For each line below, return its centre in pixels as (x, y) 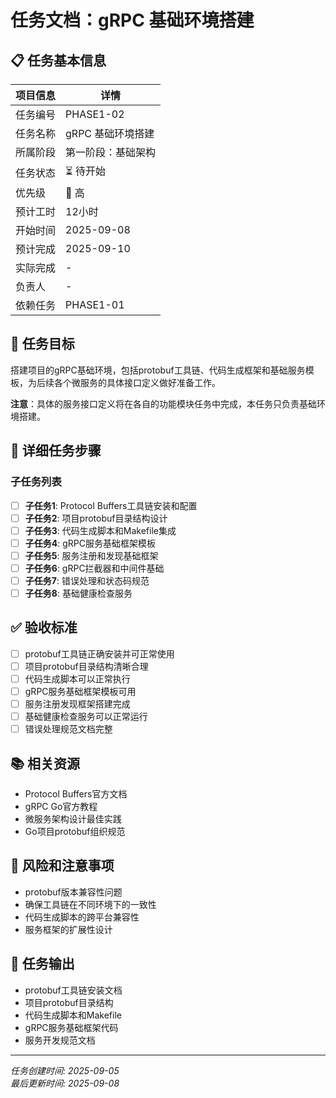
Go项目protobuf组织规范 (75, 832)
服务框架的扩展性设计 (68, 929)
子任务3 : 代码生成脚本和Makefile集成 (100, 530)
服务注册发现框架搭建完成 (77, 704)
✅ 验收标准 (44, 627)
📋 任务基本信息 (58, 60)
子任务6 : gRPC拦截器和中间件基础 (94, 568)
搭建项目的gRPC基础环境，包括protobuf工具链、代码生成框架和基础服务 (158, 370)
